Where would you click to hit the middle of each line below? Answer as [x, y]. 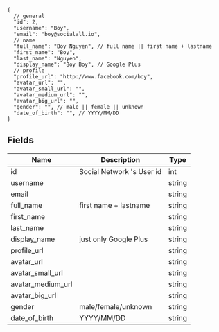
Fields [21, 140]
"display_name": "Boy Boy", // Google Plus [77, 64]
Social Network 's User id [121, 171]
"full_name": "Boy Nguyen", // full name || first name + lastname [113, 46]
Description [120, 159]
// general [29, 16]
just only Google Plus [114, 239]
